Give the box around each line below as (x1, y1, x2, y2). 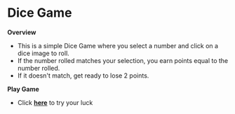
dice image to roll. (17, 49, 70, 57)
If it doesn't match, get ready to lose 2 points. (17, 71, 149, 80)
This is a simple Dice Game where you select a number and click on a (17, 41, 219, 50)
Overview (7, 28, 36, 36)
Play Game (7, 85, 40, 93)
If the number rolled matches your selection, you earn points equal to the (17, 56, 229, 64)
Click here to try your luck (17, 98, 93, 106)
